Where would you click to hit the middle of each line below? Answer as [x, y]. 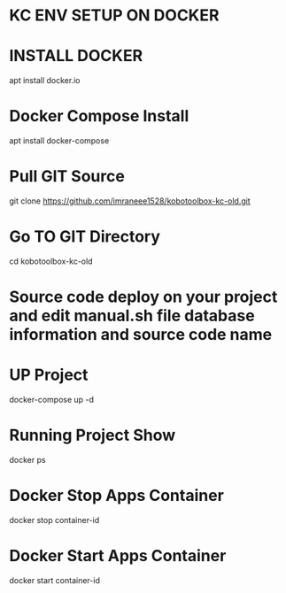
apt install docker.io [45, 81]
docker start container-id [54, 580]
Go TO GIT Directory [85, 237]
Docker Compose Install [99, 116]
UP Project [49, 375]
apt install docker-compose [59, 141]
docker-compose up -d [52, 400]
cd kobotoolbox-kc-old [51, 261]
